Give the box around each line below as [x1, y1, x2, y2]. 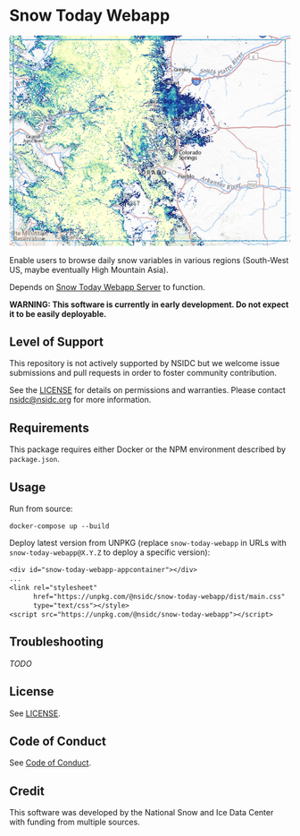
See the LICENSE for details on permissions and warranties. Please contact [9, 385, 286, 396]
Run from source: [9, 503, 73, 514]
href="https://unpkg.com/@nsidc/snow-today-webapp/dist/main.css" [32, 592, 286, 601]
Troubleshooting [9, 635, 104, 650]
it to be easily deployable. [9, 308, 107, 319]
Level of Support [9, 334, 104, 349]
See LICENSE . [9, 708, 61, 719]
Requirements [9, 420, 89, 435]
